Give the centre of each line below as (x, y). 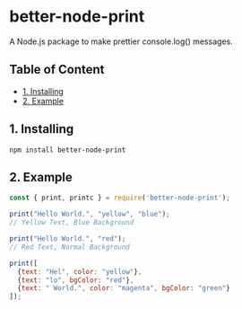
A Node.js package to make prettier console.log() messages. (121, 41)
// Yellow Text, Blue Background (72, 223)
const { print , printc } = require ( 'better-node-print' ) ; (120, 198)
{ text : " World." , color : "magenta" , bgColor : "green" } (124, 288)
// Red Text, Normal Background (69, 247)
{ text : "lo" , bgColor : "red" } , (76, 280)
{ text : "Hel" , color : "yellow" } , (80, 271)
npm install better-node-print (68, 150)
